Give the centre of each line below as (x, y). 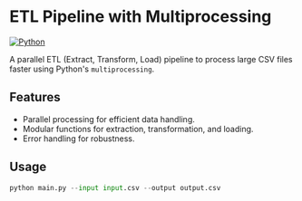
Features (35, 97)
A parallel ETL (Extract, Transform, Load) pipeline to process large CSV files (151, 59)
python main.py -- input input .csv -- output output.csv (115, 187)
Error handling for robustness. (78, 139)
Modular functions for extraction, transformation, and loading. (138, 129)
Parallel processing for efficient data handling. (108, 119)
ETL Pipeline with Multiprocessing (141, 17)
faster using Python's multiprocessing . (82, 69)
